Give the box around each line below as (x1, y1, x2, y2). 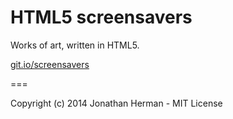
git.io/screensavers (10, 58, 90, 70)
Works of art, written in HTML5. (10, 39, 140, 51)
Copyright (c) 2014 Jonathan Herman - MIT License (10, 97, 223, 109)
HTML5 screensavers (10, 6, 193, 29)
